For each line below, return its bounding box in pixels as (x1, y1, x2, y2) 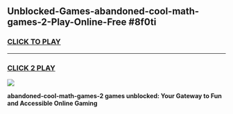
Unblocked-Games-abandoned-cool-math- (7, 6, 200, 17)
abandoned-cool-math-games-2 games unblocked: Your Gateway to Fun (7, 91, 222, 99)
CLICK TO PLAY (7, 37, 61, 47)
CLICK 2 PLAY (7, 63, 55, 73)
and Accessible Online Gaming (7, 99, 98, 107)
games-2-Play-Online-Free (7, 17, 127, 28)
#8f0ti (128, 17, 157, 28)
